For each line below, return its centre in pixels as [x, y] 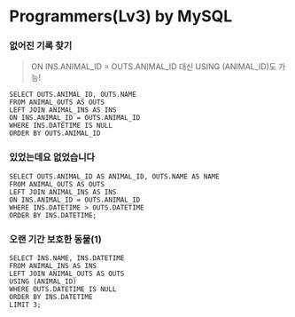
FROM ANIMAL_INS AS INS [53, 266]
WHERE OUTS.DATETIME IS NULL [63, 289]
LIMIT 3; [25, 305]
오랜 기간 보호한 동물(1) [55, 239]
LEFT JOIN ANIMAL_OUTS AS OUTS [67, 274]
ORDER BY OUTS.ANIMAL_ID [55, 134]
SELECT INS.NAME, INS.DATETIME [67, 258]
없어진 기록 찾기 [41, 46]
